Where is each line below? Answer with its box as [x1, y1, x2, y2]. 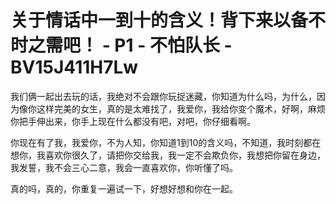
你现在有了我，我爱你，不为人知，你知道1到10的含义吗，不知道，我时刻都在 [10, 136, 322, 148]
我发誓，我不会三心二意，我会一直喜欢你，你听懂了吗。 [10, 161, 238, 173]
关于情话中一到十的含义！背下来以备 [10, 9, 309, 32]
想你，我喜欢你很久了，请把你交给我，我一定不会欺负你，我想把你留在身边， [10, 149, 326, 161]
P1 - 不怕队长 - [114, 34, 233, 57]
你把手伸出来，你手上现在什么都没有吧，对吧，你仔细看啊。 [10, 115, 256, 127]
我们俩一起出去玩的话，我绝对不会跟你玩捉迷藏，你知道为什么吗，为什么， [10, 90, 317, 102]
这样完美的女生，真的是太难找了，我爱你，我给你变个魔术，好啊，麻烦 [36, 102, 326, 115]
